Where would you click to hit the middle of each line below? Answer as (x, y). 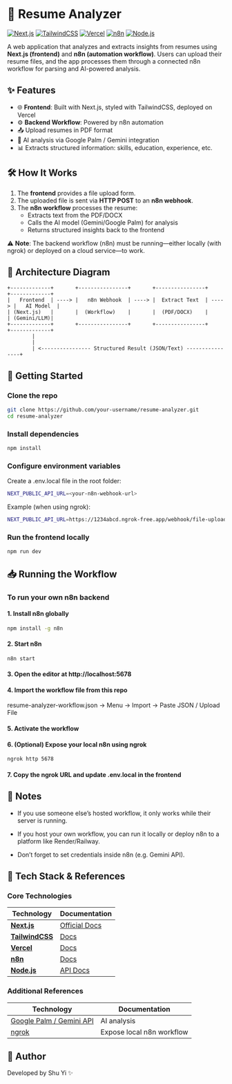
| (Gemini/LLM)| (30, 318)
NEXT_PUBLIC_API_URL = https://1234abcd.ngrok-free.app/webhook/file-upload (117, 520)
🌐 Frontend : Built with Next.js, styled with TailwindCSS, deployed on (115, 107)
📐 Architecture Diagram (59, 272)
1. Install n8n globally (38, 614)
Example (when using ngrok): (49, 507)
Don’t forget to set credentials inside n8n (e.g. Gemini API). (101, 854)
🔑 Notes (25, 797)
